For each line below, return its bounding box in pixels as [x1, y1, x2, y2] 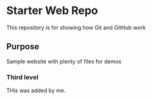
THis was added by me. [6, 87, 66, 95]
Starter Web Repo [6, 4, 98, 18]
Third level [6, 73, 38, 81]
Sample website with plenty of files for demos [6, 57, 122, 65]
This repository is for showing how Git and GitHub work [6, 24, 146, 31]
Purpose [6, 41, 40, 52]
